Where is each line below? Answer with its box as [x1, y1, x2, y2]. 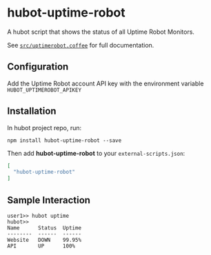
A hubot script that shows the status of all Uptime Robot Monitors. [7, 28, 195, 36]
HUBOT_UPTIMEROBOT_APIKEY [7, 86, 81, 94]
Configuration [7, 61, 69, 73]
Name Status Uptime [7, 225, 81, 232]
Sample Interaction [7, 194, 91, 206]
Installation [7, 105, 57, 117]
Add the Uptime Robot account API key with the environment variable [7, 79, 204, 88]
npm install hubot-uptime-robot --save [7, 136, 122, 144]
